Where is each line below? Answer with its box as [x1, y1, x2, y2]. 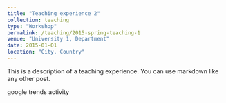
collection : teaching [7, 16, 70, 23]
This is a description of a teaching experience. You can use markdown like [7, 67, 219, 76]
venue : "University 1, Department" [7, 36, 110, 43]
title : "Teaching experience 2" [7, 10, 100, 17]
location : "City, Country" [7, 49, 85, 56]
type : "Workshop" [7, 23, 57, 30]
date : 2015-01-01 [7, 42, 57, 49]
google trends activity [7, 87, 70, 96]
